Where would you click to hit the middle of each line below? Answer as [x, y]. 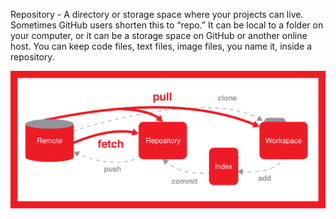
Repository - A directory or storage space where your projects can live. [157, 14]
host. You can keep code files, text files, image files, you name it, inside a [161, 46]
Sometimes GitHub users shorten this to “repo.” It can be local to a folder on [167, 25]
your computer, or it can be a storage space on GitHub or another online [159, 35]
